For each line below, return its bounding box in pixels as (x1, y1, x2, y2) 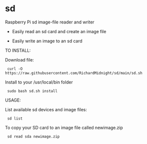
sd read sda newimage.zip (7, 134, 60, 139)
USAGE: (5, 97, 21, 103)
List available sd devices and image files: (5, 106, 87, 112)
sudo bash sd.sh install (7, 88, 57, 93)
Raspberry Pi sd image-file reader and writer (5, 19, 95, 25)
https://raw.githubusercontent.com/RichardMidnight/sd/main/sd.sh (5, 70, 143, 76)
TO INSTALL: (5, 47, 31, 53)
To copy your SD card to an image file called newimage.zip (5, 124, 123, 130)
